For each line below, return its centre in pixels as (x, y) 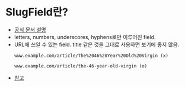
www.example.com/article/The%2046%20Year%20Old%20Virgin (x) (91, 56)
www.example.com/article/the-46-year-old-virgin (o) (81, 66)
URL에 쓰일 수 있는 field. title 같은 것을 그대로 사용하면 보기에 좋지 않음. (97, 44)
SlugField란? (37, 12)
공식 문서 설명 (30, 30)
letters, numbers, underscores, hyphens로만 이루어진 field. (85, 37)
